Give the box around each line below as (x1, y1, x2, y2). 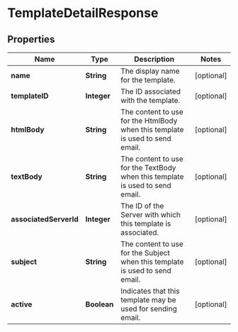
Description (134, 55, 175, 64)
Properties (7, 33, 55, 45)
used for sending (120, 304, 177, 314)
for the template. (120, 75, 176, 84)
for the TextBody (120, 163, 176, 172)
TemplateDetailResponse (7, 5, 159, 21)
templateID (11, 91, 49, 101)
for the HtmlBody (120, 116, 178, 126)
